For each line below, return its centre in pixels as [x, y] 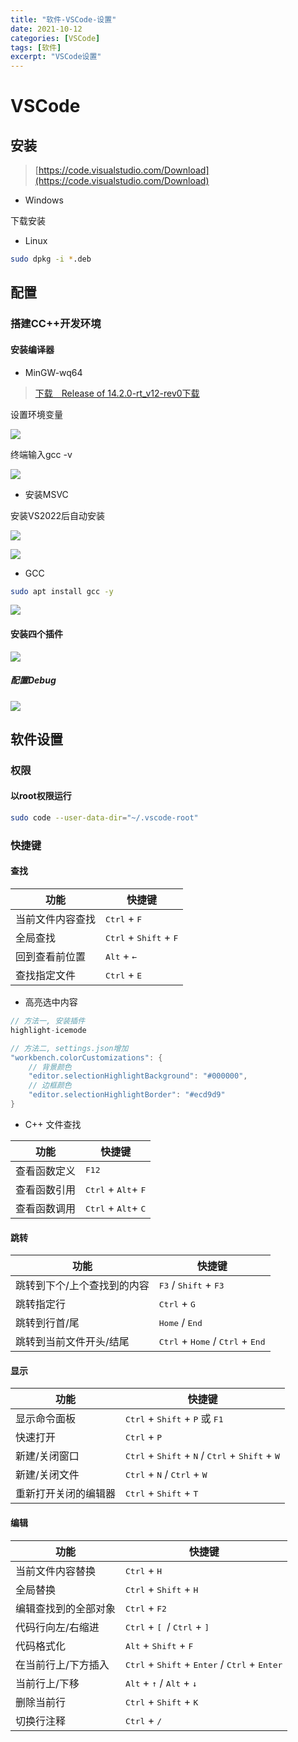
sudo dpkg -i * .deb [51, 259]
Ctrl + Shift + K [162, 1701]
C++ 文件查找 [53, 1124]
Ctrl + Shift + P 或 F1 [174, 1419]
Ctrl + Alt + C [116, 1208]
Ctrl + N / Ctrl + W [166, 1474]
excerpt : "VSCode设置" [56, 57]
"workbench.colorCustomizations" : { [86, 1057]
